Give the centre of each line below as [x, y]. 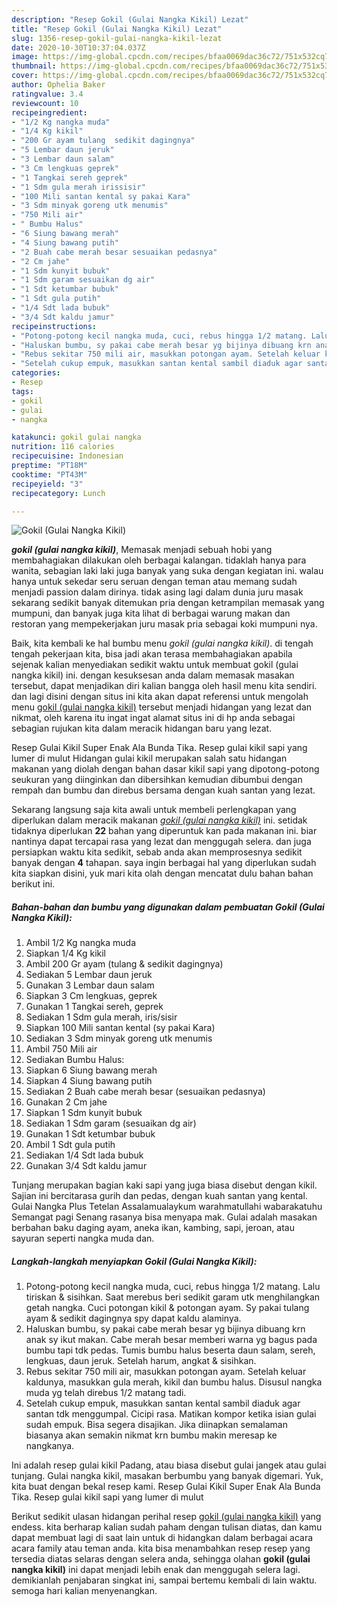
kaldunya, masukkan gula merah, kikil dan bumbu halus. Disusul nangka [174, 1382]
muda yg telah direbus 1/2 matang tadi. [106, 1393]
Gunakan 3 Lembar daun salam [90, 985]
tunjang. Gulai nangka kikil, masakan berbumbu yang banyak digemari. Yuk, [167, 1476]
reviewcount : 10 [45, 103]
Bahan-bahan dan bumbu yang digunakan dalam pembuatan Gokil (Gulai [168, 907]
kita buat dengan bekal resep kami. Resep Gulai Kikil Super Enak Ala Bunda [166, 1487]
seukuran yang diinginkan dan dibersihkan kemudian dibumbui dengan [157, 780]
